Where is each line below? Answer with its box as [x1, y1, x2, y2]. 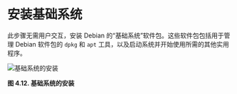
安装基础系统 [7, 6, 83, 23]
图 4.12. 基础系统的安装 [7, 78, 75, 87]
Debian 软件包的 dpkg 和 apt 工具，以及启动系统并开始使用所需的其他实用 [15, 40, 230, 48]
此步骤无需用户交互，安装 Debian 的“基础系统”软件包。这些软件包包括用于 [7, 31, 224, 40]
